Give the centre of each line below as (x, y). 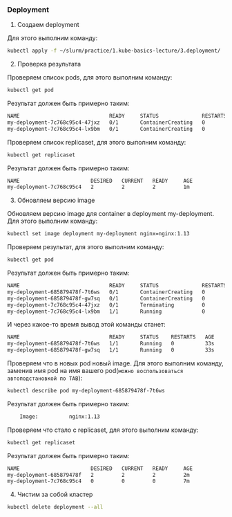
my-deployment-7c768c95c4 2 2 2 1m (98, 187)
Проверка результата (49, 64)
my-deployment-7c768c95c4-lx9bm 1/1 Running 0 (106, 311)
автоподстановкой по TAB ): (45, 378)
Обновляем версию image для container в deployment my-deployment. (111, 214)
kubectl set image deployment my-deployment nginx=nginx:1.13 (98, 234)
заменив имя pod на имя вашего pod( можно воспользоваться (95, 371)
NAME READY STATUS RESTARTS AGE (111, 337)
